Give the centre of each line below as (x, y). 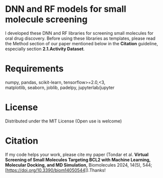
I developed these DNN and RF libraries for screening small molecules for (79, 33)
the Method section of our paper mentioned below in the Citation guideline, (81, 43)
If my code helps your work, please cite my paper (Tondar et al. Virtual (77, 154)
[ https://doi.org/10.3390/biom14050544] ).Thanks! (55, 170)
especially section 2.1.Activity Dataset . (45, 49)
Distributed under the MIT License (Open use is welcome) (64, 121)
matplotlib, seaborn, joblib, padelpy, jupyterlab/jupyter (60, 88)
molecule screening (46, 19)
